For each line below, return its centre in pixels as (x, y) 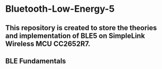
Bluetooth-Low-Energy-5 (60, 9)
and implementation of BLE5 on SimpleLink (75, 36)
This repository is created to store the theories (81, 28)
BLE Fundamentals (36, 61)
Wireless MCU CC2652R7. (48, 44)
